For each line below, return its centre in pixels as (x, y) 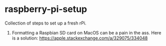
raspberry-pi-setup (46, 9)
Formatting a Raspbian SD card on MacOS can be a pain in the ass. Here (86, 32)
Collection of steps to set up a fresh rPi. (45, 23)
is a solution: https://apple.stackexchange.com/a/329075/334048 (80, 38)
